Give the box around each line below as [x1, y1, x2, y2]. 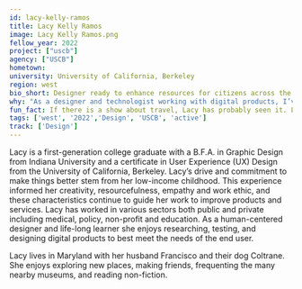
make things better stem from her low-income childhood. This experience [9, 176, 282, 185]
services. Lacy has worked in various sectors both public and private [9, 204, 264, 214]
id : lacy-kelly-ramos [9, 13, 91, 23]
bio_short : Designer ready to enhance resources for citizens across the [9, 88, 292, 97]
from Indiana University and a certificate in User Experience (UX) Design [9, 157, 279, 167]
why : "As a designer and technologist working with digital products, [9, 96, 280, 106]
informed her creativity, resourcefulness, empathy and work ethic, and [9, 185, 271, 195]
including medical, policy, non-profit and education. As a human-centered [9, 213, 283, 224]
